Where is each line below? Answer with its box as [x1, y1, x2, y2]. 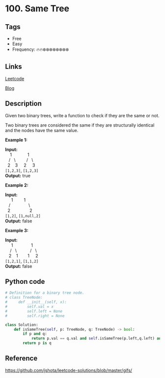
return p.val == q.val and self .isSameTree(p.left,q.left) [31, 336, 155, 341]
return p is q [23, 341, 52, 345]
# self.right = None [5, 313, 65, 318]
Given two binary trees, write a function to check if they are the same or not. [5, 112, 160, 118]
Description [5, 100, 42, 108]
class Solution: [5, 322, 38, 327]
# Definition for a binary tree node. [5, 290, 84, 296]
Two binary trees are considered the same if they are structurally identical [5, 122, 155, 128]
